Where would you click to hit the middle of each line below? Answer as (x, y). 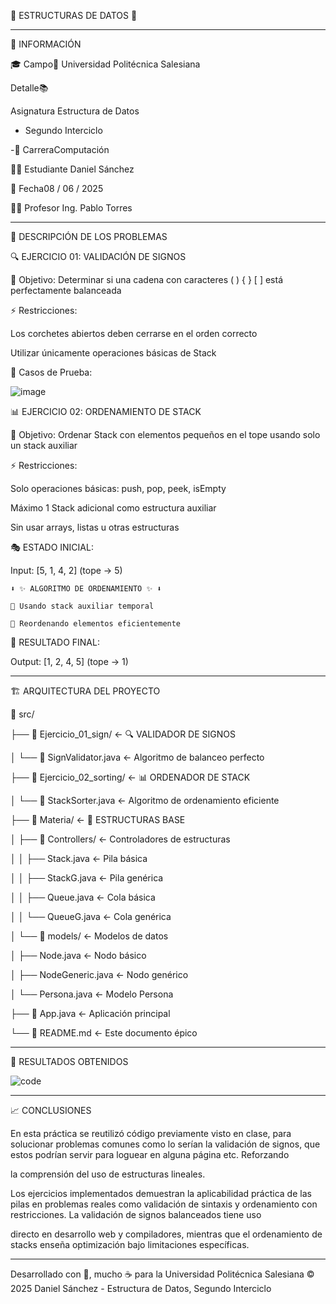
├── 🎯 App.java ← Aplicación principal (90, 1013)
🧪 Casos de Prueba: (51, 372)
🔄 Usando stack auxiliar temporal (82, 606)
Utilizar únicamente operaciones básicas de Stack (113, 353)
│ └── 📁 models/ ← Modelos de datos (89, 936)
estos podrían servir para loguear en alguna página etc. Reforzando (150, 1154)
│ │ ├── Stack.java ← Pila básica (79, 858)
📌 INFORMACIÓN (46, 44)
